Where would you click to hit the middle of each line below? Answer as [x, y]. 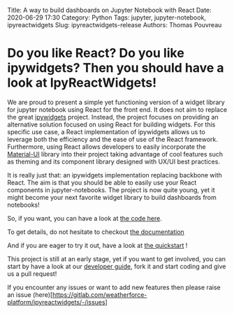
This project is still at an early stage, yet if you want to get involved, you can [116, 259]
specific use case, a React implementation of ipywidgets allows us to [107, 131]
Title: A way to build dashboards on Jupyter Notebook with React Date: [109, 10]
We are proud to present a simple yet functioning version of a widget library [116, 102]
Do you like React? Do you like [96, 53]
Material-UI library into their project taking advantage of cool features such [115, 154]
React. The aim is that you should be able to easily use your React [102, 182]
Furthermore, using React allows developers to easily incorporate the [107, 147]
